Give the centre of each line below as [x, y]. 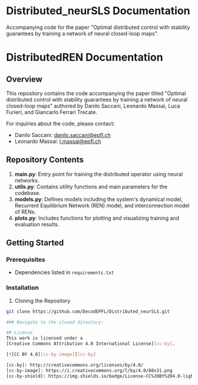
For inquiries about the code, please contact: [60, 123]
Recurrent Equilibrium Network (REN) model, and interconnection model [102, 205]
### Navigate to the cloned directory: [55, 322]
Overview [24, 79]
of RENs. [25, 211]
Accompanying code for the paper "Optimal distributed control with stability [98, 27]
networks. [27, 180]
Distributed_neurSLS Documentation [98, 11]
